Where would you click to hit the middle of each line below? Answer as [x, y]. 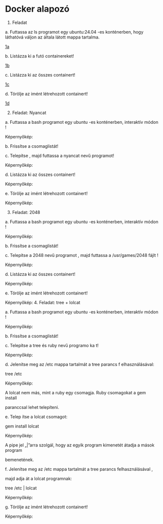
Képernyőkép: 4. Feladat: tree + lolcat [43, 302]
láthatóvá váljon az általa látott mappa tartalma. [52, 37]
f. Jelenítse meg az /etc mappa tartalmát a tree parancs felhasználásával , [79, 469]
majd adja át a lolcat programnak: [38, 478]
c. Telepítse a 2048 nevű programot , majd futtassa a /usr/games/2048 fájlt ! [82, 255]
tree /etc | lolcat [21, 488]
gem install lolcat [22, 426]
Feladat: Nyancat [29, 113]
